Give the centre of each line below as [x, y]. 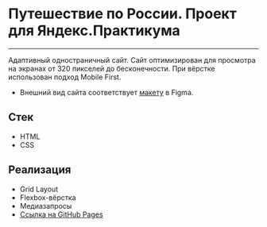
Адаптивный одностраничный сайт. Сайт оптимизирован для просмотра [132, 60]
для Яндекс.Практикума [94, 31]
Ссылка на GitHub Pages [61, 214]
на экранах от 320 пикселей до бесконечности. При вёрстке [112, 68]
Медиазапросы [46, 206]
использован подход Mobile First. [65, 77]
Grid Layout [39, 189]
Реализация [40, 170]
